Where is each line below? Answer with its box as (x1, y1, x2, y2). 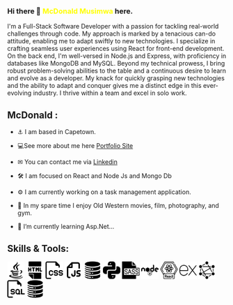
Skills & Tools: (7, 242, 70, 254)
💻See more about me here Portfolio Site (17, 142, 134, 150)
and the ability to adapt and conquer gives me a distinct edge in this (7, 82, 202, 90)
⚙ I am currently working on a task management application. (17, 188, 191, 196)
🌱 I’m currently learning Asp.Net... (17, 223, 115, 231)
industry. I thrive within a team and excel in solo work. (33, 89, 187, 97)
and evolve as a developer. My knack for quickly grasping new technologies (7, 74, 225, 82)
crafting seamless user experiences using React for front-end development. (7, 45, 225, 53)
